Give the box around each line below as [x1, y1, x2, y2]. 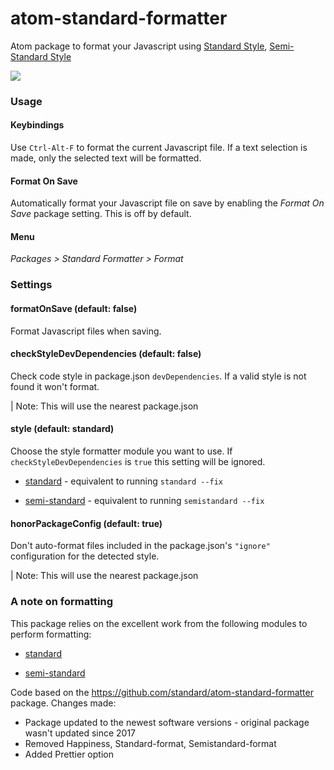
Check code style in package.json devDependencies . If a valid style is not [10, 370, 307, 382]
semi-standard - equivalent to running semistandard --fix [24, 495, 265, 506]
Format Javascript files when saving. [10, 325, 162, 337]
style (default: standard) [10, 423, 115, 435]
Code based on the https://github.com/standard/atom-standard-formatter [10, 686, 314, 698]
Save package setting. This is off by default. [10, 208, 192, 220]
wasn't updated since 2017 [24, 727, 137, 739]
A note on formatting [10, 595, 114, 609]
